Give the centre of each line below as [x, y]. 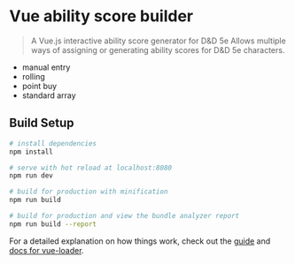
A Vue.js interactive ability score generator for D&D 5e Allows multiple [158, 41]
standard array [49, 95]
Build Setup [42, 123]
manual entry [46, 67]
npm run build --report [53, 224]
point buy [39, 86]
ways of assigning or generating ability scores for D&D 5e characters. [158, 49]
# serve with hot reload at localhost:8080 [91, 168]
